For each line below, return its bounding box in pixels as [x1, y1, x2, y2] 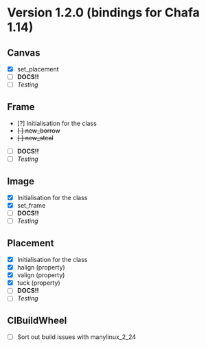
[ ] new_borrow [16, 127, 60, 135]
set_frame [16, 202, 46, 209]
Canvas [7, 47, 41, 58]
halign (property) [16, 263, 65, 272]
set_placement [16, 65, 60, 73]
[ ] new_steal [16, 134, 54, 142]
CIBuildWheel [7, 314, 67, 326]
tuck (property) [16, 279, 60, 287]
